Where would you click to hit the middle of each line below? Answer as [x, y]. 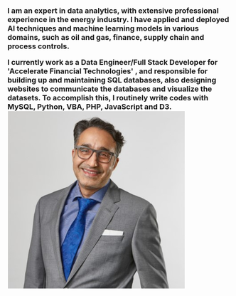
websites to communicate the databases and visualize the [110, 89]
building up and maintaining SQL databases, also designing [112, 80]
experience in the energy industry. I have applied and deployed [118, 19]
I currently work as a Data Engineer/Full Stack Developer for [113, 63]
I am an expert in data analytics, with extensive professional [113, 11]
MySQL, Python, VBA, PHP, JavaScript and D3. [90, 107]
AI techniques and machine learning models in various [103, 28]
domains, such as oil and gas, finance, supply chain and [106, 37]
